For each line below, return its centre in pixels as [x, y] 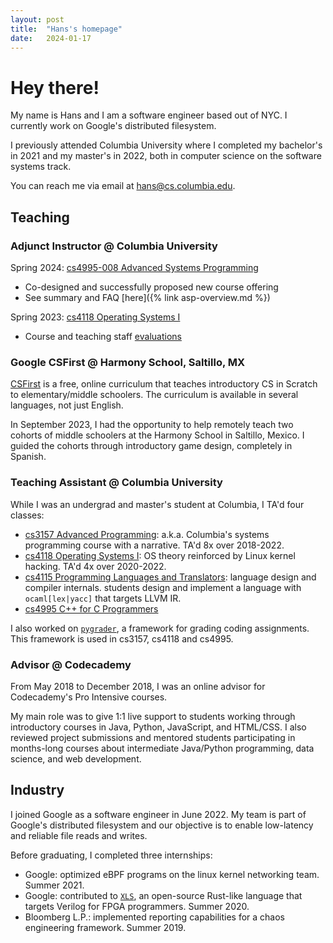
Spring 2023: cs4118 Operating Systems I [95, 317]
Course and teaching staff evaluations [103, 336]
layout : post [37, 19]
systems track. [41, 167]
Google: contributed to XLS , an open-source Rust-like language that [163, 895]
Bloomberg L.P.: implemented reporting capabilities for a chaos [154, 917]
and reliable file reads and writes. [79, 835]
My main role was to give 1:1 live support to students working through [153, 716]
